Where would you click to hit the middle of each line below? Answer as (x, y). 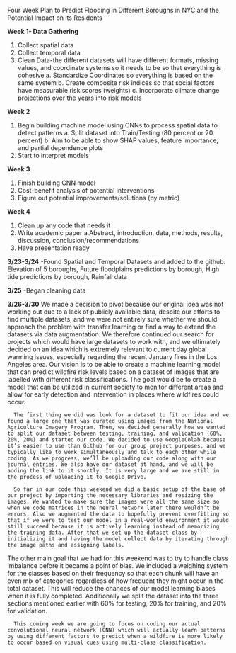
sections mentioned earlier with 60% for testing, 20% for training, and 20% (117, 603)
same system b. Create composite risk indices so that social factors (116, 83)
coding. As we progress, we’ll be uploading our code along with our (112, 458)
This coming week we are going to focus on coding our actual (107, 624)
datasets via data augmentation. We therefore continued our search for (111, 334)
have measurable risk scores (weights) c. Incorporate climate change (118, 90)
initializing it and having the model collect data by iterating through (118, 539)
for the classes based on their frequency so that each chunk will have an (113, 573)
